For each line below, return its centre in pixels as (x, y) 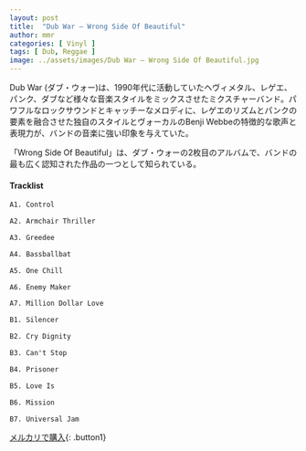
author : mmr (32, 35)
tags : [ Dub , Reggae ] (53, 52)
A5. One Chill (37, 270)
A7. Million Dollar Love (57, 304)
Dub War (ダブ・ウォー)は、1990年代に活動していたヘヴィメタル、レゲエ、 (151, 87)
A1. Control (32, 205)
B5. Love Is (32, 386)
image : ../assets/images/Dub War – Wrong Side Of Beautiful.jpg (134, 60)
